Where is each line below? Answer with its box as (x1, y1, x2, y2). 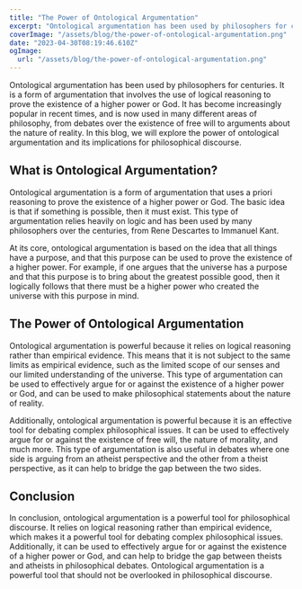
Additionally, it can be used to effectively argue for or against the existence (9, 541, 288, 552)
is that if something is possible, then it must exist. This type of (9, 206, 239, 217)
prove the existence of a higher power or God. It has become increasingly (9, 99, 282, 109)
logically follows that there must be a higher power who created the (9, 281, 260, 291)
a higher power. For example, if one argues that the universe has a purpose (9, 262, 288, 272)
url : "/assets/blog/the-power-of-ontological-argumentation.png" (17, 55, 268, 64)
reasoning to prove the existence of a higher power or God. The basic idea (9, 196, 286, 207)
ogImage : (9, 47, 42, 56)
